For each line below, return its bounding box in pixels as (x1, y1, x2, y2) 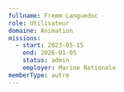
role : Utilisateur (8, 19, 70, 27)
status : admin (22, 57, 70, 65)
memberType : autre (8, 71, 70, 79)
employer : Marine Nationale (22, 64, 116, 72)
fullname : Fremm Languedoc (8, 11, 98, 20)
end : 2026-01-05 (22, 49, 78, 57)
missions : (8, 34, 42, 42)
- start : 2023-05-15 (15, 42, 84, 50)
